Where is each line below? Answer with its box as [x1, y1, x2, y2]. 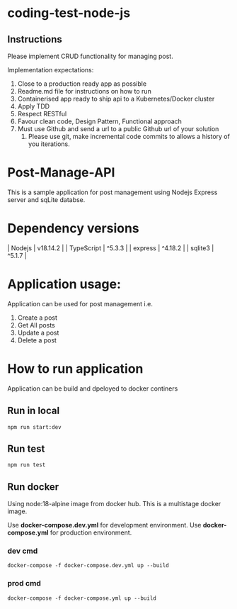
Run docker [7, 481, 59, 493]
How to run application [7, 361, 144, 376]
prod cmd [7, 579, 41, 588]
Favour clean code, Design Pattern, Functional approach [17, 117, 183, 125]
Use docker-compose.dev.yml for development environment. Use [7, 521, 202, 530]
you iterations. [28, 140, 70, 148]
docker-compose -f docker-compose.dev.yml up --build [7, 562, 170, 569]
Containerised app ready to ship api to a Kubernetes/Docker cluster [17, 94, 215, 103]
